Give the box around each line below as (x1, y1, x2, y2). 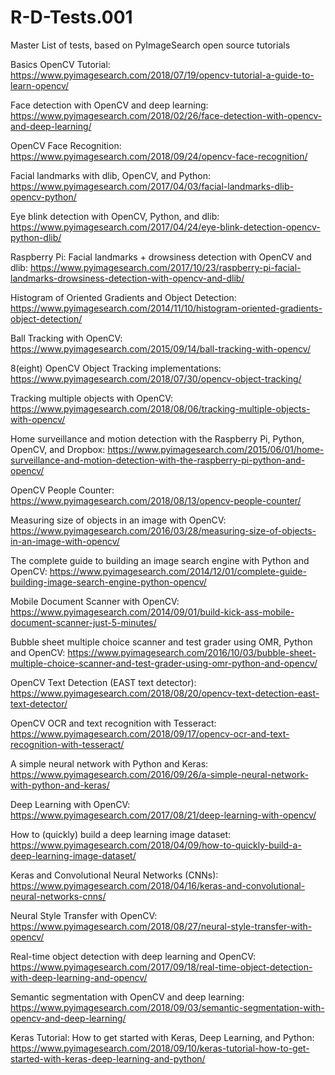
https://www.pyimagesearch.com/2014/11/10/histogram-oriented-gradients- (10, 302, 323, 314)
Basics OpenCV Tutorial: (10, 58, 111, 70)
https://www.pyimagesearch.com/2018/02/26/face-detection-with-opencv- (10, 109, 323, 121)
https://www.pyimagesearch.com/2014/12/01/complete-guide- (49, 565, 307, 577)
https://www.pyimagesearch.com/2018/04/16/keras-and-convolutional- (10, 879, 306, 891)
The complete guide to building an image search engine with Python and (10, 554, 310, 566)
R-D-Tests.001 (10, 6, 133, 29)
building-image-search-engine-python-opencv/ (10, 576, 207, 588)
